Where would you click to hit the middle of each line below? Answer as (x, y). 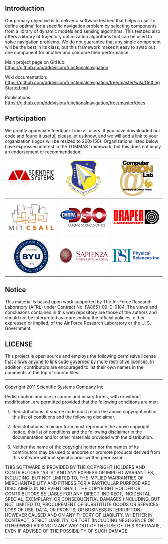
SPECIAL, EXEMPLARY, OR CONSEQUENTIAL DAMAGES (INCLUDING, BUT (83, 499)
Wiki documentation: (26, 77)
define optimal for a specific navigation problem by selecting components (81, 26)
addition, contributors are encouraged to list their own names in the (74, 367)
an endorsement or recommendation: (43, 152)
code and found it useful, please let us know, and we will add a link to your (82, 136)
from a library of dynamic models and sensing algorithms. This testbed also (83, 31)
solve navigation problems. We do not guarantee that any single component (83, 42)
